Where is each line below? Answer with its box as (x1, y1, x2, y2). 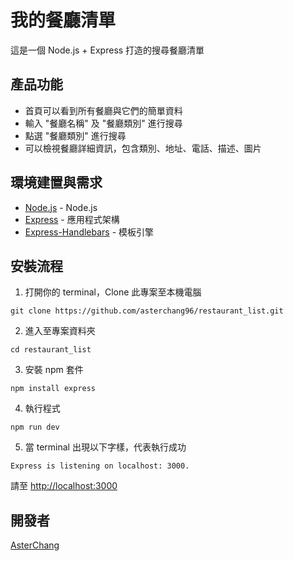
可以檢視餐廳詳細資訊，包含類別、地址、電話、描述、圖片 (24, 142, 262, 154)
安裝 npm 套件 (24, 364, 84, 376)
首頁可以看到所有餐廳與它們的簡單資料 (24, 104, 183, 116)
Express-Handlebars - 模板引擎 (24, 226, 155, 238)
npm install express (10, 384, 97, 394)
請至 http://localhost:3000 (10, 480, 118, 492)
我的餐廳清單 (10, 9, 117, 32)
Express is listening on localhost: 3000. (10, 461, 190, 471)
